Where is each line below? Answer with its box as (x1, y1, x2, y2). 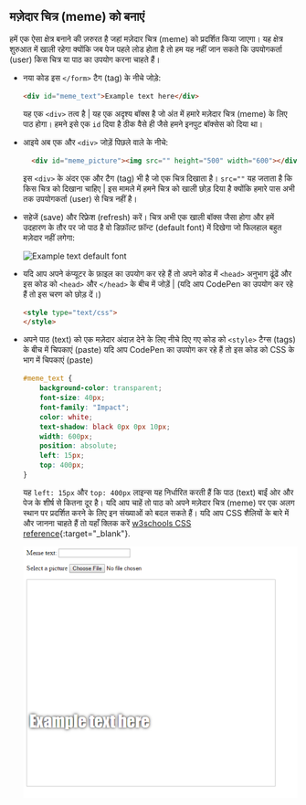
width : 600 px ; (39, 431, 93, 441)
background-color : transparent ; (39, 384, 163, 393)
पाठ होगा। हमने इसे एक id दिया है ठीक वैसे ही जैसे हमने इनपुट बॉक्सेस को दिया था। (22, 118, 263, 129)
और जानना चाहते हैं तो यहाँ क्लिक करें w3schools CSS (22, 517, 192, 528)
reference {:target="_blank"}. (22, 527, 131, 539)
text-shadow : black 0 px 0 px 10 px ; (39, 422, 171, 431)
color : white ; (39, 412, 93, 421)
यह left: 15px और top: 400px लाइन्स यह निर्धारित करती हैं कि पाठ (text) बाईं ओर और (22, 486, 294, 498)
